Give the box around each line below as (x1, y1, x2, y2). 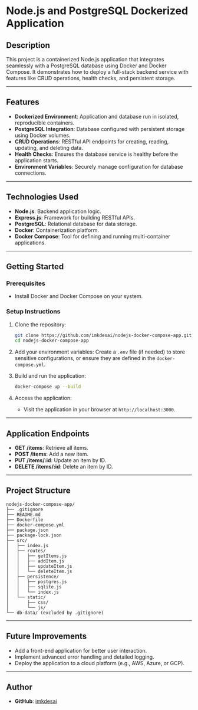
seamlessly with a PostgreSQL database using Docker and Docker (6, 62, 167, 69)
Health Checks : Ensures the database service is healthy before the (14, 150, 179, 158)
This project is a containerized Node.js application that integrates (6, 56, 164, 63)
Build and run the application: (14, 372, 87, 379)
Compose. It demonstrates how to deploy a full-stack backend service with (6, 68, 189, 75)
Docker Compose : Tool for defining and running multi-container (14, 233, 171, 240)
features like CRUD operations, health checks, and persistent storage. (6, 75, 176, 81)
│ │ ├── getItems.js (6, 553, 67, 559)
